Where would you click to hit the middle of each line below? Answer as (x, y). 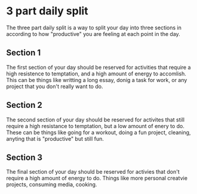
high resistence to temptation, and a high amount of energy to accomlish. (96, 74)
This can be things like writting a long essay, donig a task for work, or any (97, 80)
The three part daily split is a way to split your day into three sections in (94, 28)
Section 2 (24, 105)
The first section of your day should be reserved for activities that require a (98, 67)
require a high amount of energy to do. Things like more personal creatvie (97, 178)
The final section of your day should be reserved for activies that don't (93, 172)
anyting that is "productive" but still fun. (55, 138)
